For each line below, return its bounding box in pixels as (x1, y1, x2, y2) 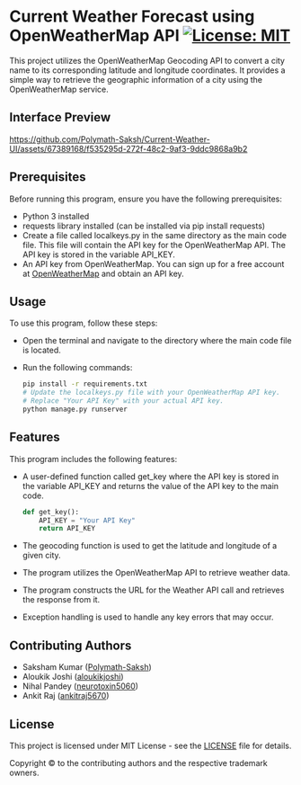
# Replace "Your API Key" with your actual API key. (22, 397, 225, 406)
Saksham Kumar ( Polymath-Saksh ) (22, 662, 153, 673)
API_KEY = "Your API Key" (39, 515, 137, 525)
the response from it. (22, 594, 101, 605)
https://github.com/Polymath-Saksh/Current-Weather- (9, 133, 211, 145)
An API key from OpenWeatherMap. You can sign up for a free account (22, 258, 285, 269)
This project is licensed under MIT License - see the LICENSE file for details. (9, 740, 292, 751)
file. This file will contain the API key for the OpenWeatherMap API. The (22, 239, 286, 250)
